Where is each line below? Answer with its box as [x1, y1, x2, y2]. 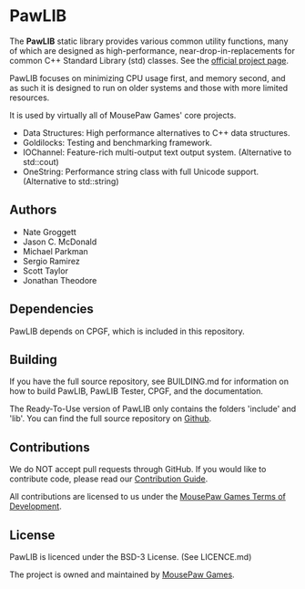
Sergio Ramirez [22, 255, 80, 266]
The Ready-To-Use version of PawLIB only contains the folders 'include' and [9, 403, 297, 415]
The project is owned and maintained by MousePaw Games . [9, 569, 235, 580]
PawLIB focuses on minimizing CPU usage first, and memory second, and [9, 72, 286, 83]
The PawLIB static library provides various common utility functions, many [9, 36, 289, 46]
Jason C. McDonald [22, 236, 97, 247]
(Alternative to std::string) [22, 175, 120, 187]
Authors [9, 202, 57, 218]
